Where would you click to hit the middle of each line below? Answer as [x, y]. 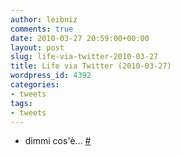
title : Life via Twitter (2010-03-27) [91, 66]
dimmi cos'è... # [58, 141]
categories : [35, 85]
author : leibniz [44, 19]
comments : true [42, 29]
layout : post [37, 47]
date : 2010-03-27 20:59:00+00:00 [80, 38]
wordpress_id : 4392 [51, 76]
